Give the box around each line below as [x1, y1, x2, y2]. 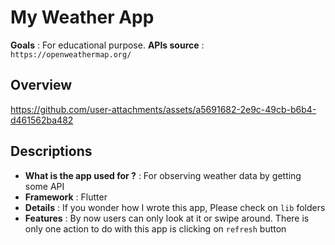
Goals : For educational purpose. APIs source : [10, 39, 205, 51]
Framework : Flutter [24, 191, 108, 203]
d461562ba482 [10, 114, 74, 126]
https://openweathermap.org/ [10, 49, 132, 60]
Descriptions [10, 143, 93, 160]
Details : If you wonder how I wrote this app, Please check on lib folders [24, 201, 326, 213]
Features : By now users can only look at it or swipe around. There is [24, 212, 310, 224]
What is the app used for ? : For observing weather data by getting [24, 169, 302, 181]
